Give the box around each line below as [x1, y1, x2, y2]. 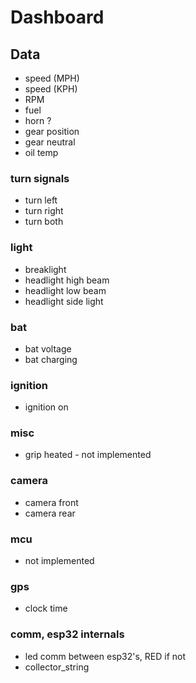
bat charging [24, 353, 78, 365]
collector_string [24, 661, 90, 673]
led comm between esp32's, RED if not [24, 650, 187, 662]
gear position [24, 126, 80, 137]
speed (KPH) [24, 83, 78, 95]
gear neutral [24, 136, 76, 148]
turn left [24, 194, 58, 206]
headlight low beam [24, 284, 107, 296]
